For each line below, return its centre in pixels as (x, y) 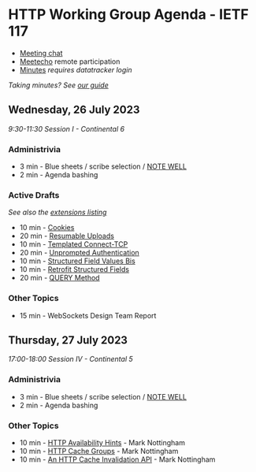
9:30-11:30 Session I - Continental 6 (66, 128)
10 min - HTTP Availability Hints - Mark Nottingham (102, 443)
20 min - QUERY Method (59, 278)
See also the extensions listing (58, 212)
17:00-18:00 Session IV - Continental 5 (70, 359)
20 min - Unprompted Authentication (79, 253)
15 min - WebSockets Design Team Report (88, 315)
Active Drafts (34, 195)
